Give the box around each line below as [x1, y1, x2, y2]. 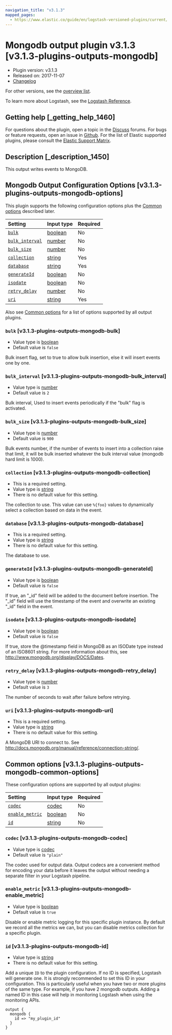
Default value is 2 [12, 390, 50, 396]
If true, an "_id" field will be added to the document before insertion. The [5, 592, 159, 598]
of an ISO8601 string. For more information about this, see [5, 648, 128, 655]
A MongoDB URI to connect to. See [5, 739, 79, 746]
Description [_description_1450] [5, 152, 110, 161]
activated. [5, 405, 27, 411]
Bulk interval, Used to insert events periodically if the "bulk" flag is [5, 400, 145, 406]
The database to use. [5, 552, 50, 558]
